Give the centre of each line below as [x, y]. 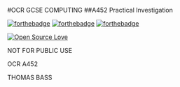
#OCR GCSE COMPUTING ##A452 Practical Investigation [90, 10]
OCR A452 [23, 64]
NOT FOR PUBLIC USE [40, 50]
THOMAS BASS [30, 77]
